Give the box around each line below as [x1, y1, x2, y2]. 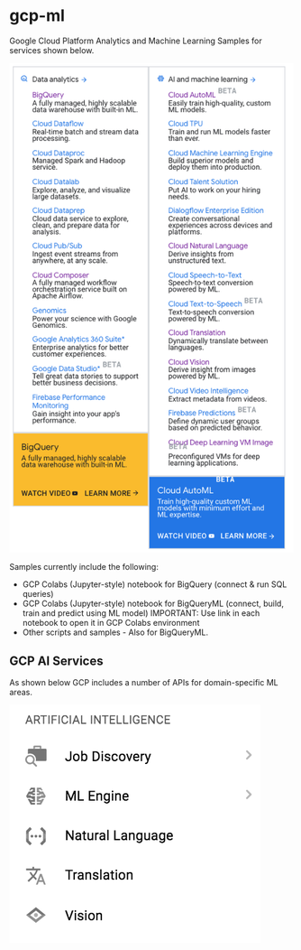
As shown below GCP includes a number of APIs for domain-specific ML [9, 677, 278, 688]
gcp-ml [9, 5, 66, 26]
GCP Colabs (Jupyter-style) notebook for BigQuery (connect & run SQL [22, 579, 287, 590]
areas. [9, 687, 33, 698]
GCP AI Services [9, 653, 104, 668]
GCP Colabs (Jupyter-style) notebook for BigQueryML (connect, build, [22, 598, 284, 610]
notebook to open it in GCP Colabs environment [22, 618, 200, 629]
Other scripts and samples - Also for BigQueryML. [22, 627, 209, 638]
